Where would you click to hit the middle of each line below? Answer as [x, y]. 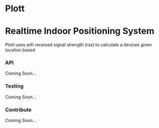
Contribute [18, 110]
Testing [14, 86]
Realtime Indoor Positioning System [80, 31]
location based [20, 50]
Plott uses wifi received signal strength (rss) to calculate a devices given [79, 45]
